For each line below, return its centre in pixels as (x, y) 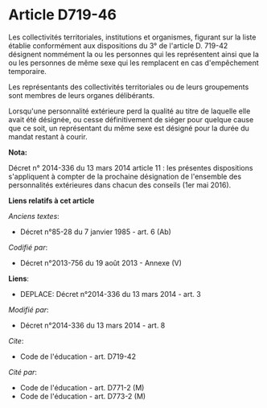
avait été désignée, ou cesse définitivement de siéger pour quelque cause (131, 119)
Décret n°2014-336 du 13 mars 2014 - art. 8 (92, 325)
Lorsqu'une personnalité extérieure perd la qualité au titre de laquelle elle (129, 111)
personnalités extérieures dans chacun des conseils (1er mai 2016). (120, 185)
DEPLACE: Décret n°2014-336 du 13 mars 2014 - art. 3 (110, 294)
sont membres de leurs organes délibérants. (82, 95)
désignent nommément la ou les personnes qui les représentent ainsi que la (134, 54)
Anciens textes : (34, 216)
